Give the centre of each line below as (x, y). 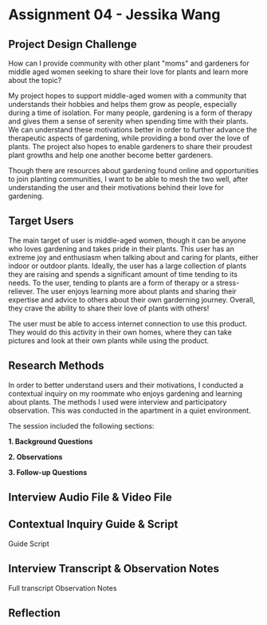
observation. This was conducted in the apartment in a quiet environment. (130, 410)
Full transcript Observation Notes (63, 587)
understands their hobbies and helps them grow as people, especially (123, 104)
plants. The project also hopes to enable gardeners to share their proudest (130, 146)
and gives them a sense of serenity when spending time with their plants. (128, 121)
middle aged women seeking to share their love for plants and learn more (128, 72)
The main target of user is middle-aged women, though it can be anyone (127, 240)
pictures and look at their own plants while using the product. (109, 340)
